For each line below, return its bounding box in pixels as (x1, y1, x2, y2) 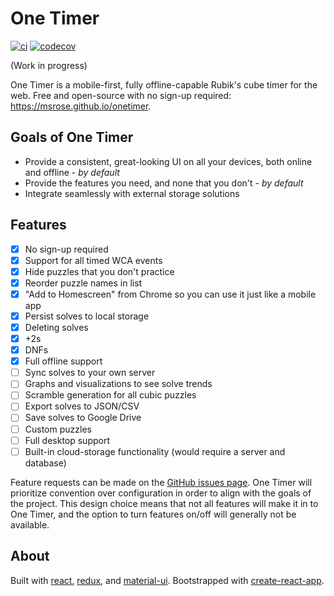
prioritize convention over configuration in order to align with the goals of (10, 487, 312, 499)
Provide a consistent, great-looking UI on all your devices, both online (24, 155, 313, 167)
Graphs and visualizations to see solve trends (24, 378, 213, 390)
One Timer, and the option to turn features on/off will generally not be (10, 508, 297, 520)
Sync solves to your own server (24, 367, 156, 379)
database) (24, 457, 67, 469)
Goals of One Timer (10, 129, 134, 146)
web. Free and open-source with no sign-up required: (10, 89, 232, 101)
